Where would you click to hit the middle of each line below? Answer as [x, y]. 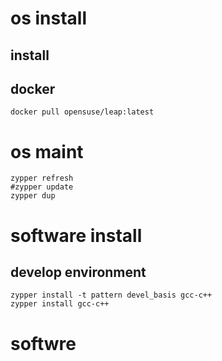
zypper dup [33, 196]
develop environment [78, 272]
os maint [47, 151]
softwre [43, 343]
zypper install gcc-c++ [60, 304]
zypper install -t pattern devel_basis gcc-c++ [111, 295]
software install [76, 235]
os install [49, 18]
